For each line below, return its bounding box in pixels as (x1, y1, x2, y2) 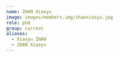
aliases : (6, 31, 28, 37)
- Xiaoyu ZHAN (11, 36, 46, 42)
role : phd (6, 20, 31, 26)
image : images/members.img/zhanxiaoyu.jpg (6, 14, 113, 20)
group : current (6, 25, 44, 31)
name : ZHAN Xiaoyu (6, 8, 52, 15)
